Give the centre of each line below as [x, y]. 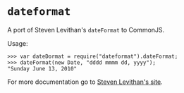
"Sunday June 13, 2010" [42, 68]
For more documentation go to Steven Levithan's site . [85, 82]
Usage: [18, 43]
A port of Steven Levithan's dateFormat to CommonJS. [86, 30]
